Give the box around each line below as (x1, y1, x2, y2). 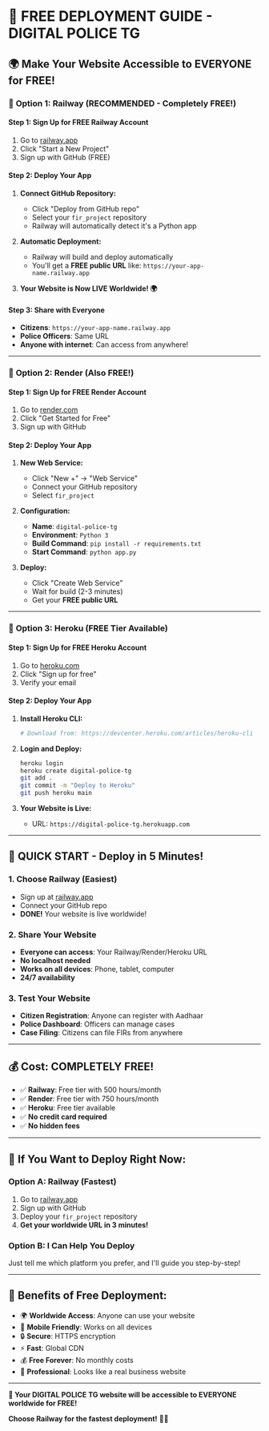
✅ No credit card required (19, 1112, 107, 1122)
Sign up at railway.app (19, 892, 94, 901)
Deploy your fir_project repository (19, 1211, 138, 1221)
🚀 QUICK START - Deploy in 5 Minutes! (8, 849, 204, 864)
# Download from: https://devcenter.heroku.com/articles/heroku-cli (19, 729, 254, 737)
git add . (19, 774, 54, 782)
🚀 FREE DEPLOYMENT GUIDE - (8, 7, 213, 26)
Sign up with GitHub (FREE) (19, 152, 110, 162)
